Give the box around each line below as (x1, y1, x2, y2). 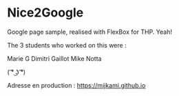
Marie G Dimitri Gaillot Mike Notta (7, 54, 102, 63)
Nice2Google (7, 5, 84, 21)
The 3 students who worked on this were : (7, 41, 127, 49)
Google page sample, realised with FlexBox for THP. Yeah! (7, 28, 172, 36)
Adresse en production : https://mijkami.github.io (7, 81, 146, 89)
